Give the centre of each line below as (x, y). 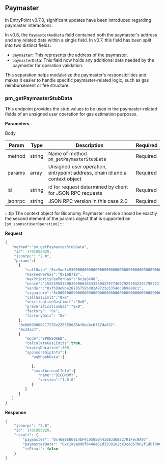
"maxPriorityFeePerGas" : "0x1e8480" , (62, 279)
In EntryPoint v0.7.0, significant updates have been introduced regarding (78, 20)
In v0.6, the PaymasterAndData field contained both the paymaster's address (81, 35)
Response (15, 412)
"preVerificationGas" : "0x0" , (55, 307)
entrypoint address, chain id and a (87, 173)
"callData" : (37, 270)
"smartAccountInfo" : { (54, 371)
